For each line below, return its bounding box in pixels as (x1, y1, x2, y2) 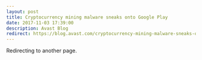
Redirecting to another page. (6, 47, 77, 54)
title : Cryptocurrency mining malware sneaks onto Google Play (6, 14, 168, 20)
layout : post (6, 8, 39, 15)
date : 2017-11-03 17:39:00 (6, 20, 74, 26)
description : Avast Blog (6, 25, 69, 31)
